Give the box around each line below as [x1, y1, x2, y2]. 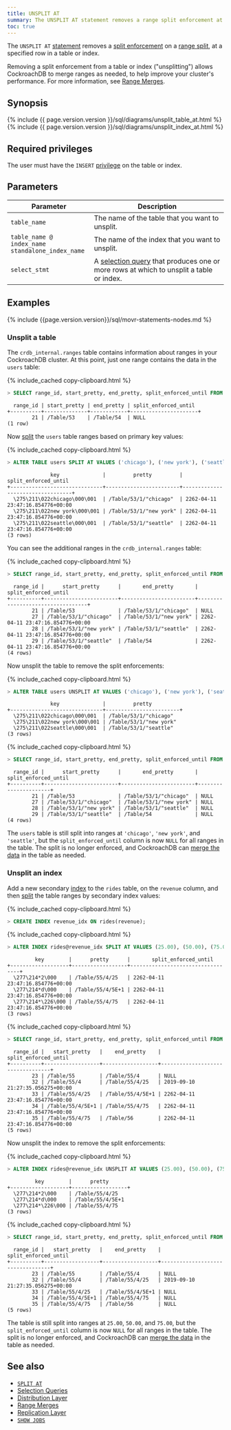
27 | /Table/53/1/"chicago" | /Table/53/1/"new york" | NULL [32, 799, 214, 806]
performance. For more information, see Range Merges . [7, 77, 166, 86]
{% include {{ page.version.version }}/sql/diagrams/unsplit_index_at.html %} [7, 123, 223, 131]
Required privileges [7, 143, 93, 155]
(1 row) [7, 420, 30, 427]
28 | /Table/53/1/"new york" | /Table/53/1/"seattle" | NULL [32, 805, 214, 812]
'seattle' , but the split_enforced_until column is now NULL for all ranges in [7, 836, 224, 845]
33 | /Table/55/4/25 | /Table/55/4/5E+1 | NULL [32, 1288, 177, 1295]
